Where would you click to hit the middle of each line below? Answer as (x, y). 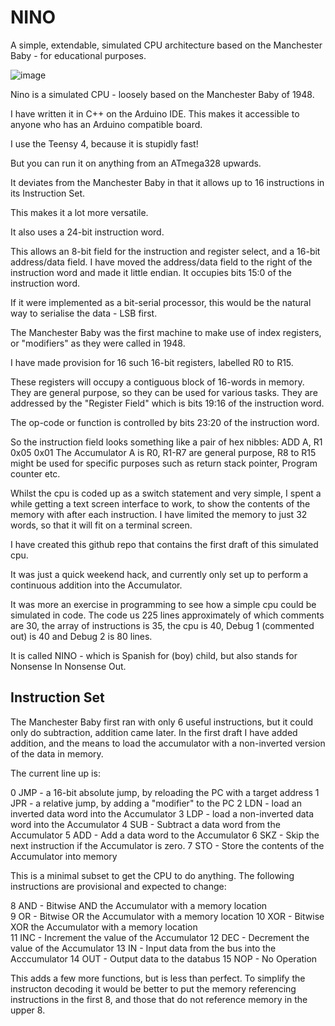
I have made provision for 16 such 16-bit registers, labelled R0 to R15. (152, 362)
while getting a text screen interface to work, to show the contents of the (160, 503)
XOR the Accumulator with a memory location (104, 927)
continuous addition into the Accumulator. (96, 585)
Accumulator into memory (64, 856)
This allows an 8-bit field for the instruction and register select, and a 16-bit (165, 251)
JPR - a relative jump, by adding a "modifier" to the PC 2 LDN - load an (156, 803)
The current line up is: (55, 773)
